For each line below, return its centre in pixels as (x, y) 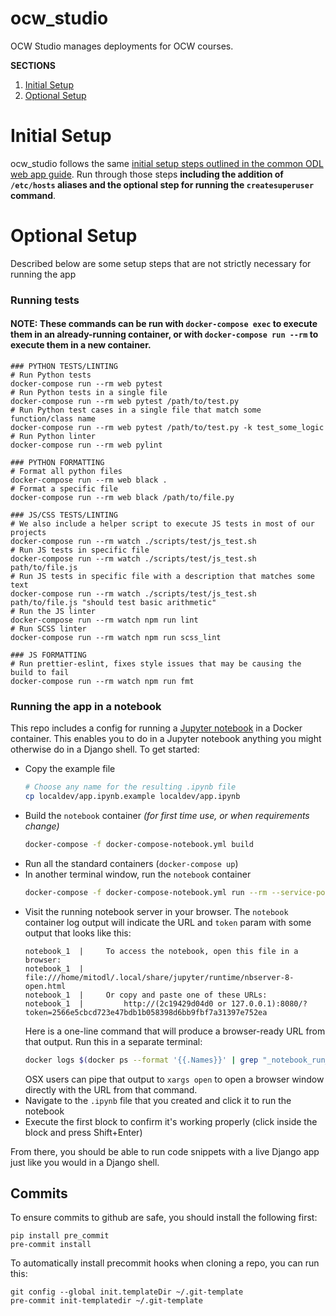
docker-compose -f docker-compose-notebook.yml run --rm (146, 892)
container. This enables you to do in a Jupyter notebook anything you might (166, 739)
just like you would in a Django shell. (85, 1162)
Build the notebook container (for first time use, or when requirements (167, 815)
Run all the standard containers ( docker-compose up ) (131, 863)
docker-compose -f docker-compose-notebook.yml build (139, 844)
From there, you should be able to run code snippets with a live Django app (165, 1151)
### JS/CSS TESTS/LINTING (64, 515)
